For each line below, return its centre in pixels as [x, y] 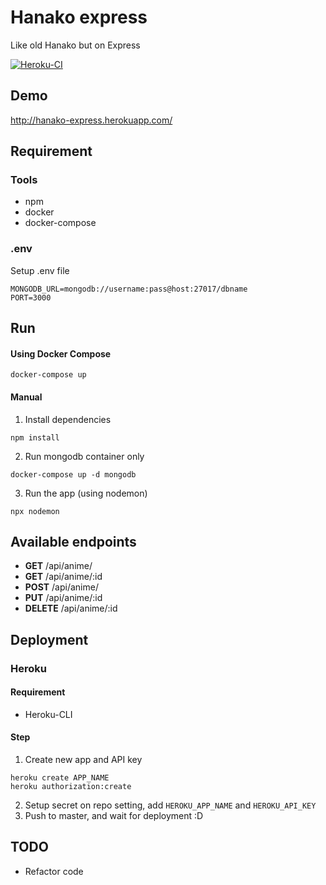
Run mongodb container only [84, 456]
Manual [26, 397]
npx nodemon [35, 511]
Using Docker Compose [61, 353]
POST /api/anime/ [61, 587]
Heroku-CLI [48, 714]
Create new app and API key [83, 760]
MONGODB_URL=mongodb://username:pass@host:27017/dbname [129, 289]
